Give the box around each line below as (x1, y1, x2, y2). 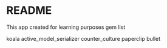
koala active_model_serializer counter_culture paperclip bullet (6, 35, 161, 42)
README (6, 4, 52, 17)
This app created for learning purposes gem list (6, 23, 126, 31)
